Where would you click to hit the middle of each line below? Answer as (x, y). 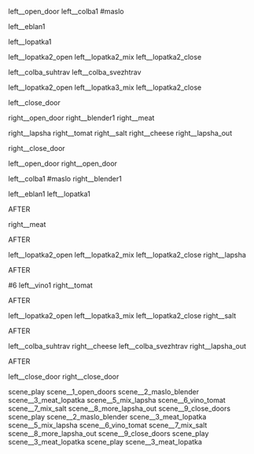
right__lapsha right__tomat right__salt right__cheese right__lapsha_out (120, 133)
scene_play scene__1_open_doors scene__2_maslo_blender (104, 392)
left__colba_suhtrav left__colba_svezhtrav (75, 72)
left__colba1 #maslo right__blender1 (65, 179)
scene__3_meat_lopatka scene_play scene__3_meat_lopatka (105, 442)
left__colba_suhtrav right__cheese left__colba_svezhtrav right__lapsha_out (127, 346)
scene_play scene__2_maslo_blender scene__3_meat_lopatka (107, 417)
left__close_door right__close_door (64, 377)
